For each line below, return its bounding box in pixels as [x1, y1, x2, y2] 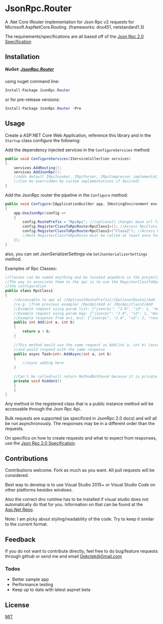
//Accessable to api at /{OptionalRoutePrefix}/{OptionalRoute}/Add [14, 297, 155, 302]
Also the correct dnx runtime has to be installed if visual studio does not [5, 496, 149, 502]
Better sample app [12, 576, 49, 582]
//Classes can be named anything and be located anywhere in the [5, 275, 140, 279]
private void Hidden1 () [14, 378, 62, 383]
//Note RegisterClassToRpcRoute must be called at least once [22, 233, 151, 238]
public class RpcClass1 [5, 288, 53, 294]
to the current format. [5, 521, 48, 527]
